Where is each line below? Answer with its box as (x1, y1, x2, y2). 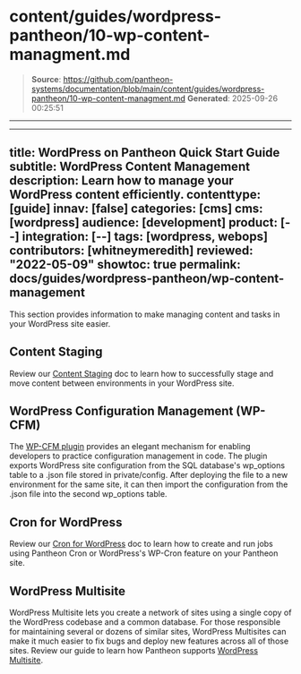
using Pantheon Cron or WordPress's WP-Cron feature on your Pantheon (9, 548, 279, 559)
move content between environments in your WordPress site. (9, 378, 235, 388)
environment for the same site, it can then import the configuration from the (9, 479, 288, 490)
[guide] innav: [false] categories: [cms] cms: (9, 201, 263, 217)
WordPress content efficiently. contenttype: (9, 187, 262, 202)
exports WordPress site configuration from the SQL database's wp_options (9, 460, 285, 471)
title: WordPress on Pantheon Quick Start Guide (9, 145, 280, 160)
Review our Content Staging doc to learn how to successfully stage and (9, 368, 274, 379)
